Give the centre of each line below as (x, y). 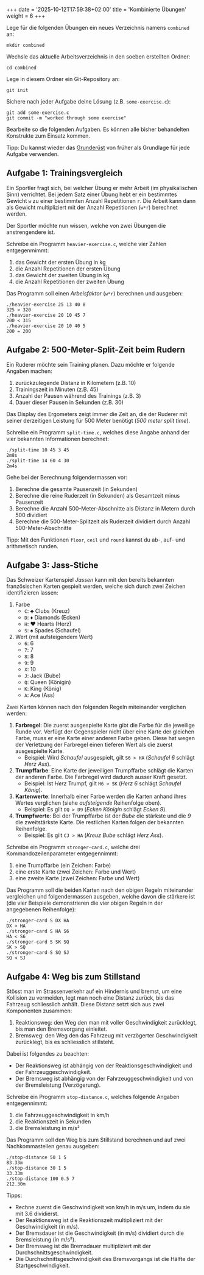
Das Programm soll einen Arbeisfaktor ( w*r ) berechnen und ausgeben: (95, 293)
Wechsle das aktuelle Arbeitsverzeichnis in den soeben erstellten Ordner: (98, 57)
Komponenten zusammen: (39, 1011)
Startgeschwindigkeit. (42, 1266)
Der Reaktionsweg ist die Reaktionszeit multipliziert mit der (89, 1220)
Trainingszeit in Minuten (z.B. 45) (57, 389)
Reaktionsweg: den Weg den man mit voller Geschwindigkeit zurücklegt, (106, 1023)
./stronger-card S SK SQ (38, 942)
